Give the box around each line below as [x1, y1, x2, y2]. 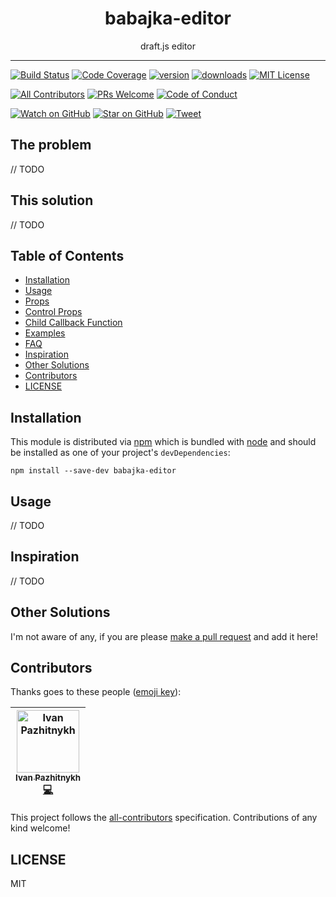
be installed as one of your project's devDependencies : [10, 447, 231, 459]
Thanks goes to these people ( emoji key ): [10, 686, 182, 698]
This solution [10, 192, 94, 209]
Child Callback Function [24, 317, 123, 329]
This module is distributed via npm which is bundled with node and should [10, 436, 317, 448]
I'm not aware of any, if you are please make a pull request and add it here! [10, 630, 318, 642]
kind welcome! [10, 822, 71, 834]
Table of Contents [10, 247, 125, 264]
